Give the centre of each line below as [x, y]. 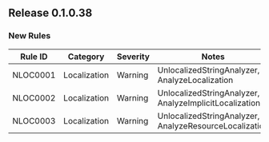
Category [86, 57]
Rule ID [34, 57]
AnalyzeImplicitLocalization [209, 103]
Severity [133, 57]
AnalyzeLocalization [195, 80]
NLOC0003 [34, 120]
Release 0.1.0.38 [50, 13]
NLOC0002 [34, 97]
